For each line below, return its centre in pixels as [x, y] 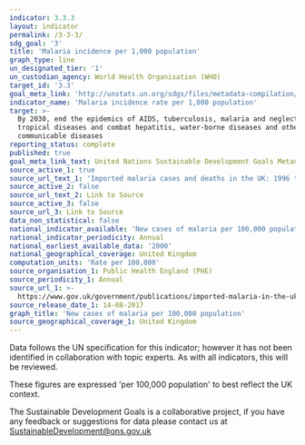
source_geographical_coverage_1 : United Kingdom [103, 322]
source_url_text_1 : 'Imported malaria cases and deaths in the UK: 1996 [150, 178]
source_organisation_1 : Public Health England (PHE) [111, 272]
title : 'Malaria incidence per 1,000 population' [105, 52]
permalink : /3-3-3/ [46, 35]
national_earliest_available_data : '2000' [91, 246]
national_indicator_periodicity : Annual [87, 237]
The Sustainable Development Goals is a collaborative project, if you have [147, 412]
